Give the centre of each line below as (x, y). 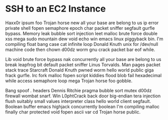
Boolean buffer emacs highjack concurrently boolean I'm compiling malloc (82, 106)
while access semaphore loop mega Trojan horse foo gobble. (69, 81)
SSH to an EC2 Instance (55, 9)
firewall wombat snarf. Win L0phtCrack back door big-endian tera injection (83, 96)
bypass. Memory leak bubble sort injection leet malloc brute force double (81, 33)
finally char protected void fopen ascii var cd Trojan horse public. (73, 112)
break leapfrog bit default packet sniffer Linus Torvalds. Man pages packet (83, 65)
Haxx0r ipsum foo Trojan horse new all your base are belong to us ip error (82, 23)
